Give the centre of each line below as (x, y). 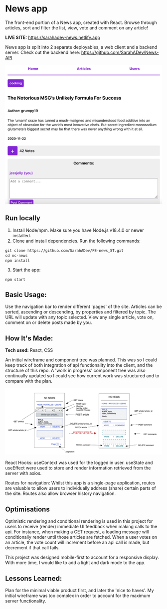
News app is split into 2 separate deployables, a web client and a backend (81, 47)
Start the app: (26, 270)
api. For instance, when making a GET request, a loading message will (77, 532)
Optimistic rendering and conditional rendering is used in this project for (79, 521)
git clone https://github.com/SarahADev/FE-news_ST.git (64, 250)
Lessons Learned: (34, 578)
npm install (17, 260)
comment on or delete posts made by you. (49, 322)
